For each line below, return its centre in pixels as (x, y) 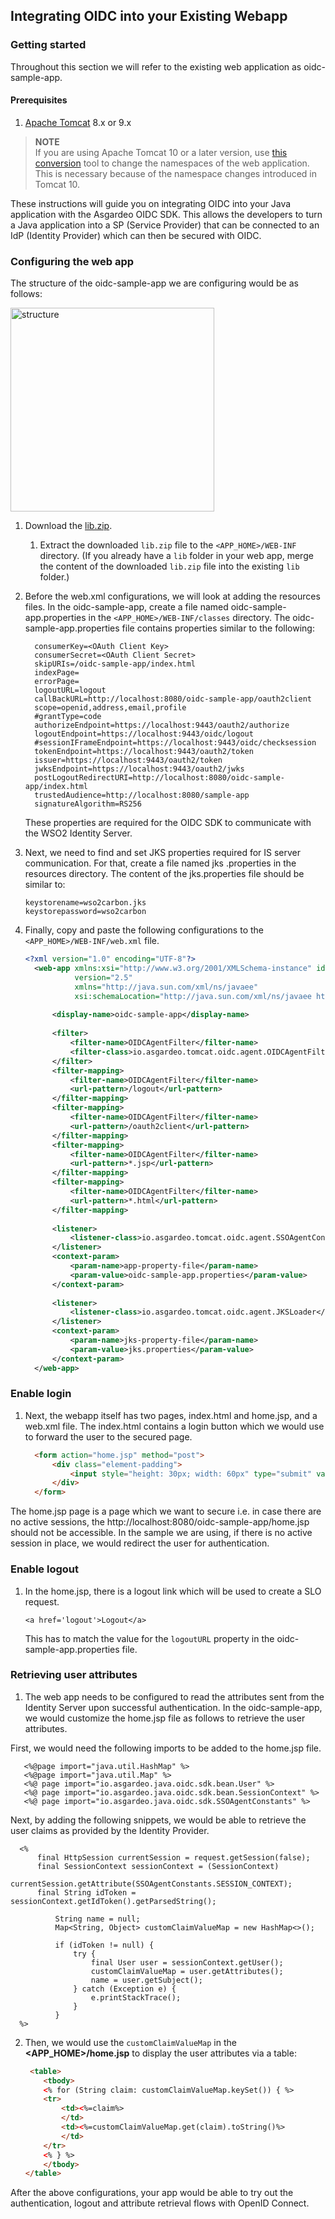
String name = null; (97, 1919)
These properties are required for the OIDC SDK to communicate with (168, 823)
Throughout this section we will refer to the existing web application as (156, 66)
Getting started (48, 45)
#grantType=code (68, 717)
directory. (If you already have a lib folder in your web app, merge (176, 556)
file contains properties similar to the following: (218, 628)
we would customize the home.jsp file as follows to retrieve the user (165, 1718)
